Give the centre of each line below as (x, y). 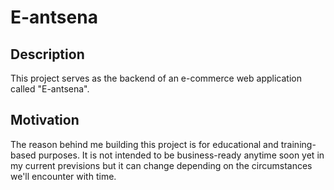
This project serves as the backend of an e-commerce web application (156, 78)
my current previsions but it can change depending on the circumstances (161, 165)
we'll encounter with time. (63, 176)
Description (47, 54)
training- (298, 144)
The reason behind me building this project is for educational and (144, 144)
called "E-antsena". (50, 89)
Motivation (45, 120)
